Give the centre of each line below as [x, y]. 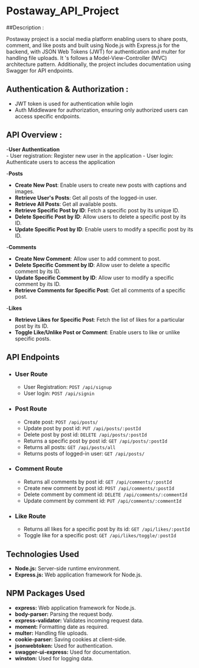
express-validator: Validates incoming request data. [79, 620]
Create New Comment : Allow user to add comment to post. [88, 258]
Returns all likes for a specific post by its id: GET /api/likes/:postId [107, 529]
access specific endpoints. [48, 116]
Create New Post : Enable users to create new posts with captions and [101, 185]
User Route [31, 374]
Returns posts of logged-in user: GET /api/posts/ [84, 453]
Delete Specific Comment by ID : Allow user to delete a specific [92, 265]
